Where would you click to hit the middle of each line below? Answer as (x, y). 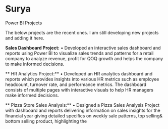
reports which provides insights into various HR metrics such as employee (82, 79)
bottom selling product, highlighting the (46, 121)
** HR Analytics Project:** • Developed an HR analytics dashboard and (79, 73)
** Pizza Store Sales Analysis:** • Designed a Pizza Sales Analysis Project (82, 105)
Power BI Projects (24, 23)
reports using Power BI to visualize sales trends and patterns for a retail (79, 53)
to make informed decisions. (35, 64)
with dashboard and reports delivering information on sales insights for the (83, 110)
